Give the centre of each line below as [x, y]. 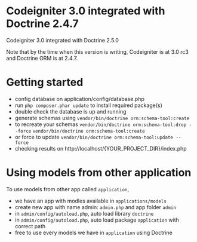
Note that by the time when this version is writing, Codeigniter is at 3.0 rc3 [98, 51]
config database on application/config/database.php [80, 99]
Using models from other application [99, 173]
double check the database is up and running [70, 111]
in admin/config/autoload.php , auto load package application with [97, 220]
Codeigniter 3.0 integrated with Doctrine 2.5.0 [63, 40]
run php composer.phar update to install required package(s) [88, 105]
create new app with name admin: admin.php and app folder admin [95, 207]
